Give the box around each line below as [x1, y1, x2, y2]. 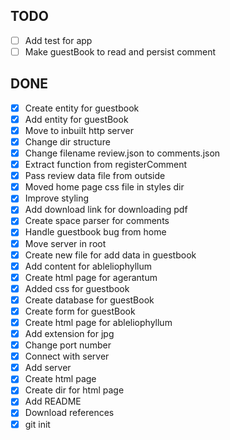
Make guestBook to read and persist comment [24, 45, 217, 58]
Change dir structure [24, 135, 111, 148]
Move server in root [24, 237, 107, 249]
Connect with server [24, 350, 110, 363]
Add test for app [24, 34, 93, 46]
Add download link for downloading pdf [24, 204, 188, 216]
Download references [24, 407, 115, 419]
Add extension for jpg [24, 328, 115, 339]
